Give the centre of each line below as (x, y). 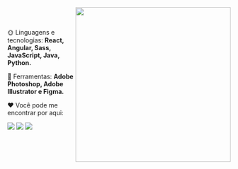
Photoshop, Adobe (35, 84)
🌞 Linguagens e (31, 32)
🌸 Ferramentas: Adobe (40, 76)
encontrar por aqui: (35, 113)
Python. (19, 63)
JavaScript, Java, (34, 55)
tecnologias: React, (36, 40)
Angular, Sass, (29, 48)
